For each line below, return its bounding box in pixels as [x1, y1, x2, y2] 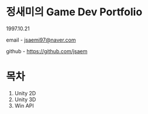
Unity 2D [14, 89, 36, 96]
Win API [14, 102, 34, 109]
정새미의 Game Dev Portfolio [6, 5, 143, 19]
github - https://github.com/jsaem [6, 47, 88, 54]
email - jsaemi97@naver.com [6, 36, 76, 43]
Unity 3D [14, 96, 36, 103]
